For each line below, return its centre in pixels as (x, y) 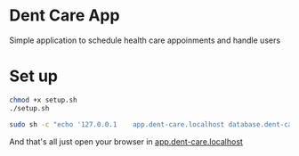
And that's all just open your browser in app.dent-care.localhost (126, 141)
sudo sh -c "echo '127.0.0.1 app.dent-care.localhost (117, 124)
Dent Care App (65, 16)
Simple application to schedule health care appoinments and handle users (145, 40)
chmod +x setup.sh (43, 100)
